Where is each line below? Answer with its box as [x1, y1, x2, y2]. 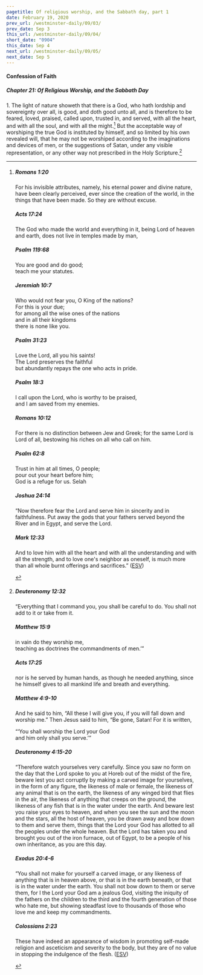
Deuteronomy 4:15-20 [14, 748, 72, 755]
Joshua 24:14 [14, 491, 51, 499]
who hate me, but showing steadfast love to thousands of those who [14, 902, 186, 909]
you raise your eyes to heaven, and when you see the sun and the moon [14, 808, 195, 816]
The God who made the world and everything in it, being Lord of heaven [14, 225, 195, 233]
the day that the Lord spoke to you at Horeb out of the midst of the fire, [14, 770, 192, 777]
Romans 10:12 [14, 414, 51, 421]
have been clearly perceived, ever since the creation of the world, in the [14, 190, 195, 198]
